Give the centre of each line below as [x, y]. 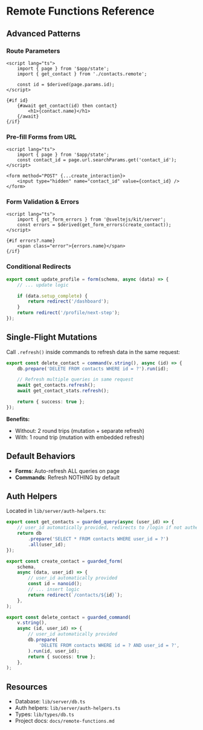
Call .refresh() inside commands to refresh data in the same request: [93, 352]
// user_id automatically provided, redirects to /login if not [100, 528]
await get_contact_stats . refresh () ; [63, 391]
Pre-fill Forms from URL [41, 136]
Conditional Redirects [39, 267]
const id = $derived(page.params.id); [66, 84]
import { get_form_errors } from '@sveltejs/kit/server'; [92, 219]
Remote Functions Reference [81, 11]
